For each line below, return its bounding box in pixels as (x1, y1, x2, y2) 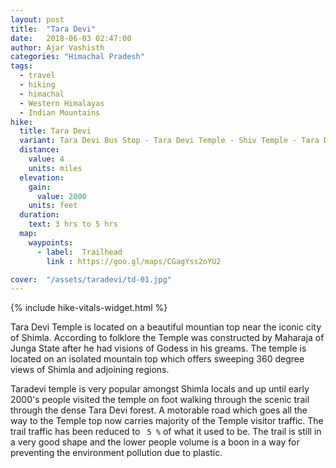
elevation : (19, 172, 65, 183)
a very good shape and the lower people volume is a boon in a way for (10, 436, 300, 448)
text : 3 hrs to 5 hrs (28, 219, 118, 230)
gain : (28, 182, 52, 192)
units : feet (28, 201, 78, 211)
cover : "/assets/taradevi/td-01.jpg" (10, 274, 172, 285)
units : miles (28, 163, 83, 173)
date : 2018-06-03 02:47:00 (10, 33, 132, 43)
